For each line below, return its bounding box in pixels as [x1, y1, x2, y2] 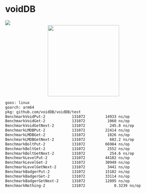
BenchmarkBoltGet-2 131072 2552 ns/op [5, 146, 130, 151]
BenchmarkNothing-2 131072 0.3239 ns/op [5, 183, 141, 188]
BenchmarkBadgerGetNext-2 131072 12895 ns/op [5, 178, 130, 184]
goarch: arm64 [5, 105, 35, 110]
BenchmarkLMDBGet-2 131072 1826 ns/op [5, 133, 130, 138]
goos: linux [5, 100, 30, 105]
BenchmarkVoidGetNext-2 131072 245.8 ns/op [5, 123, 135, 128]
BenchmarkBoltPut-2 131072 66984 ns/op [5, 142, 130, 146]
